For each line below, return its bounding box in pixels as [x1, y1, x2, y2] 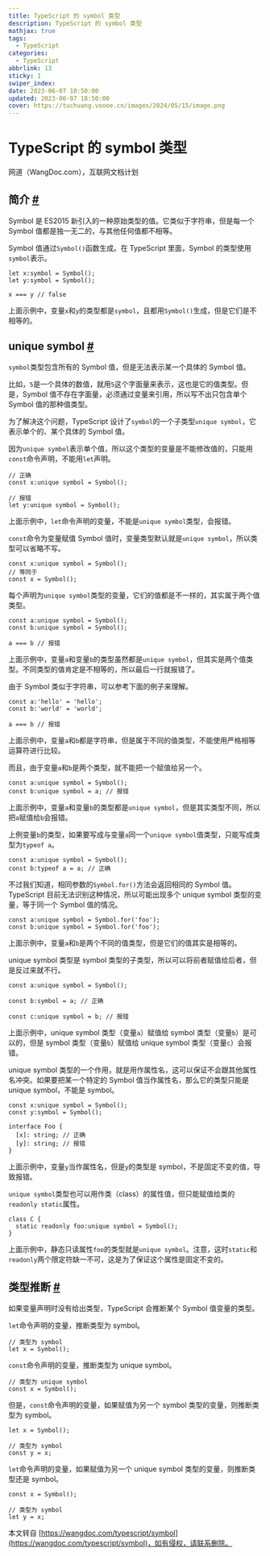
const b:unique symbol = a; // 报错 [8, 787, 129, 795]
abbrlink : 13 [8, 64, 52, 73]
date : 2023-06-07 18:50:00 [8, 86, 99, 95]
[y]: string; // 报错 [15, 1139, 86, 1147]
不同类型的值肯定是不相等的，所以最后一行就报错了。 [22, 664, 199, 674]
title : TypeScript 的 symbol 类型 [8, 11, 121, 20]
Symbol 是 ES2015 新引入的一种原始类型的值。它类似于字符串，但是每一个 [8, 215, 255, 226]
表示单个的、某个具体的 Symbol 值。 [8, 426, 130, 436]
